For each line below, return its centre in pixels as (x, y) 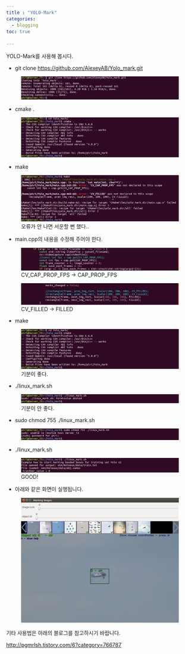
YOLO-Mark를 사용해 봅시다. (40, 56)
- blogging (25, 25)
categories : (21, 19)
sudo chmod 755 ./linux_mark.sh (55, 420)
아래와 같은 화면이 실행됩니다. (49, 489)
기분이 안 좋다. (38, 408)
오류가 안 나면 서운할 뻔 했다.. (55, 226)
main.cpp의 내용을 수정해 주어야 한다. (59, 239)
